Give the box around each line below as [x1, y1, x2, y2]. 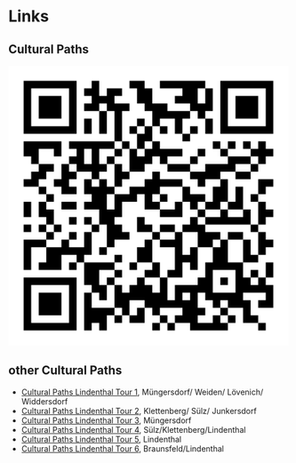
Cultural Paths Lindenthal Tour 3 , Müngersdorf [20, 415, 192, 426]
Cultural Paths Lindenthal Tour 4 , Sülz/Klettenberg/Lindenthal [20, 424, 246, 435]
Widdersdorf [20, 395, 68, 406]
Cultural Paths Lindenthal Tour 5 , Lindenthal [20, 434, 182, 444]
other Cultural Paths [8, 363, 123, 379]
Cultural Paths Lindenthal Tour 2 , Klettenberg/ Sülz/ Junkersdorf [20, 405, 257, 416]
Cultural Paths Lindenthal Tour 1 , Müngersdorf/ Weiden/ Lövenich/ [20, 387, 264, 397]
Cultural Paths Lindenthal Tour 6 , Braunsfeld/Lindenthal [20, 443, 224, 454]
